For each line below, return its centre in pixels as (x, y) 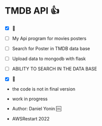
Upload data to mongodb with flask (49, 59)
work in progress (30, 99)
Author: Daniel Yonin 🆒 (37, 109)
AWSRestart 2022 (31, 119)
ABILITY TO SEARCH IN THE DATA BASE (55, 69)
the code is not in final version (44, 89)
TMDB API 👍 (32, 11)
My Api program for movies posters (49, 38)
